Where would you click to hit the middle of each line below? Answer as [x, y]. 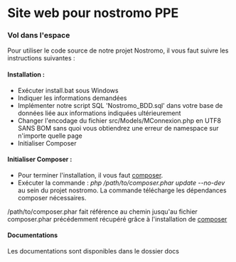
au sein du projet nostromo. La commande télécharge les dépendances [122, 190]
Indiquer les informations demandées [72, 98]
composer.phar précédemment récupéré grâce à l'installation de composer [117, 219]
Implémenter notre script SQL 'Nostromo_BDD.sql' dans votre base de [120, 105]
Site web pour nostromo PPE [93, 13]
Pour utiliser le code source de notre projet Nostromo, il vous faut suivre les [118, 50]
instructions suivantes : [42, 58]
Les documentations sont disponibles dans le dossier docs [93, 251]
